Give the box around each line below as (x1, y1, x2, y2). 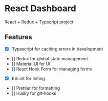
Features (4, 33, 32, 41)
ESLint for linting (11, 75, 45, 81)
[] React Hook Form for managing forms (11, 66, 92, 72)
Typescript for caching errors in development (11, 46, 103, 51)
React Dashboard (4, 3, 76, 14)
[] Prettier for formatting (11, 85, 60, 91)
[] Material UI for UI (11, 61, 51, 67)
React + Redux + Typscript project (4, 19, 74, 25)
